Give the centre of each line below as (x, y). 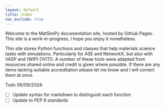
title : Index (19, 15)
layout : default (22, 10)
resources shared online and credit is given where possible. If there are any (83, 65)
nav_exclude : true (24, 19)
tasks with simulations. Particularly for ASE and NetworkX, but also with (79, 54)
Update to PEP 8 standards (40, 100)
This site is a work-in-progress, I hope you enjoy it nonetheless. (71, 39)
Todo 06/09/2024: (24, 85)
